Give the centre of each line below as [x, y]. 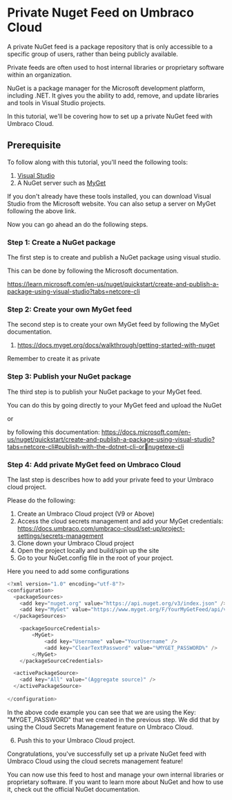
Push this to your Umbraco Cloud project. [76, 740]
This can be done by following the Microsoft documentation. [93, 271]
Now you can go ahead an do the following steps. [78, 224]
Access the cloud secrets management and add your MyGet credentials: [120, 521]
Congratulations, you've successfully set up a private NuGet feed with [107, 754]
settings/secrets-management [60, 536]
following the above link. [42, 211]
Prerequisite [34, 146]
